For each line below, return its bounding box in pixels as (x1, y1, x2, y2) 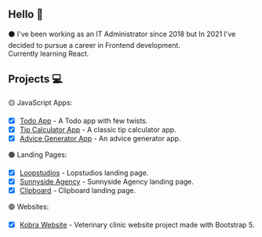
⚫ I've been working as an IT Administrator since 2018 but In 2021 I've (8, 29, 236, 38)
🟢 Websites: (8, 202, 49, 211)
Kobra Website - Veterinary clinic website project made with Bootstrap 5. (19, 221, 255, 229)
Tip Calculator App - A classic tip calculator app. (19, 125, 176, 134)
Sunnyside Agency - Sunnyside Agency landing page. (19, 177, 195, 186)
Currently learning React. (8, 49, 89, 58)
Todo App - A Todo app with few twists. (19, 115, 148, 126)
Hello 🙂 (8, 8, 44, 21)
